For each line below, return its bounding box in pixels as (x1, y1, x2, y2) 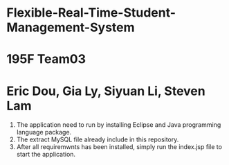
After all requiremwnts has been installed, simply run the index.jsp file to (16, 143, 223, 151)
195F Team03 (6, 51, 86, 67)
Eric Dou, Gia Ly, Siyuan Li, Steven (6, 83, 205, 98)
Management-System (6, 19, 136, 35)
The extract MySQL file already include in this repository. (16, 135, 179, 144)
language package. (16, 128, 72, 137)
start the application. (16, 150, 76, 159)
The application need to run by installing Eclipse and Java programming (16, 121, 221, 129)
